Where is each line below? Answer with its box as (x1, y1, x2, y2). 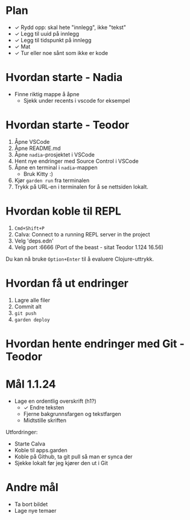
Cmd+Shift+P (14, 225, 45, 232)
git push (14, 310, 37, 316)
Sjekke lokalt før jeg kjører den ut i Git (14, 459, 108, 466)
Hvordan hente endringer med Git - (5, 337, 185, 351)
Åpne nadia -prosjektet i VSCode (14, 151, 95, 158)
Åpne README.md (14, 145, 61, 152)
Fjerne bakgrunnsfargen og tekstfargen (23, 410, 121, 417)
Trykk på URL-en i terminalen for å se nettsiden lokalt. (14, 183, 149, 190)
